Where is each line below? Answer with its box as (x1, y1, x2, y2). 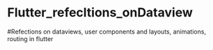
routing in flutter (7, 34, 54, 42)
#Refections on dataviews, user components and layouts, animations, (7, 27, 207, 36)
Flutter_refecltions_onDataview (7, 5, 194, 21)
